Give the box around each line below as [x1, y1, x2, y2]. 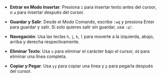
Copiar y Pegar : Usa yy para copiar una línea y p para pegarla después [9, 63, 153, 69]
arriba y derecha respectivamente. [9, 39, 80, 45]
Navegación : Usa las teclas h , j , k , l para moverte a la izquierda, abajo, [9, 34, 154, 39]
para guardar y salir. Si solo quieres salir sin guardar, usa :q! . [9, 24, 134, 30]
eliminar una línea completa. [9, 53, 67, 59]
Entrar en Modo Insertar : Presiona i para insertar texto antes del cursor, [9, 4, 157, 10]
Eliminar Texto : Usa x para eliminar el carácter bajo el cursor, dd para [9, 49, 150, 54]
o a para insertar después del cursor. [9, 9, 84, 15]
